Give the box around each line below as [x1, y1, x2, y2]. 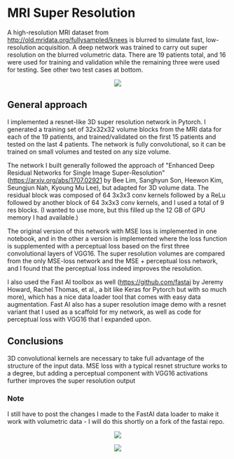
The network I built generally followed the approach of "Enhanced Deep [7, 161, 215, 169]
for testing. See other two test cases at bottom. [7, 65, 144, 74]
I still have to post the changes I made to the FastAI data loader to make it [7, 409, 219, 418]
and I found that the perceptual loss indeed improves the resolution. [7, 264, 203, 272]
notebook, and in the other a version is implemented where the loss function [7, 234, 228, 243]
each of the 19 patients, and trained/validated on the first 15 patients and [7, 132, 216, 141]
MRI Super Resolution [7, 5, 136, 21]
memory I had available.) [7, 213, 78, 222]
